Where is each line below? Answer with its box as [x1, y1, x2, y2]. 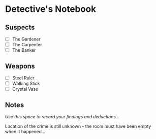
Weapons [5, 62, 35, 70]
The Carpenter [12, 42, 42, 48]
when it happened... [5, 129, 46, 134]
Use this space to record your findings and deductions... [5, 114, 120, 119]
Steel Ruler [12, 75, 34, 81]
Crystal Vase [12, 86, 38, 92]
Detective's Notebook [5, 3, 96, 15]
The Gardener [12, 36, 41, 42]
